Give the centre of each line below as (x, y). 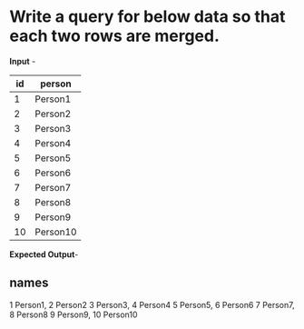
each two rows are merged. (115, 36)
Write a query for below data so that (147, 17)
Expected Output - (44, 254)
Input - (23, 61)
